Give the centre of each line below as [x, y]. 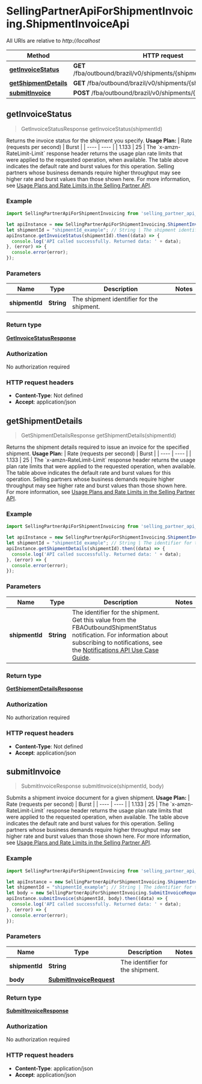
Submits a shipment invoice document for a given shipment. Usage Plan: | [98, 798]
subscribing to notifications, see [117, 642]
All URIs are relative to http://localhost [53, 40]
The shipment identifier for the [115, 299]
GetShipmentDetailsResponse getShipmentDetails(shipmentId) [98, 436]
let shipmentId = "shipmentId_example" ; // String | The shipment [91, 230]
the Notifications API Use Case [115, 650]
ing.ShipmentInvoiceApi [68, 24]
